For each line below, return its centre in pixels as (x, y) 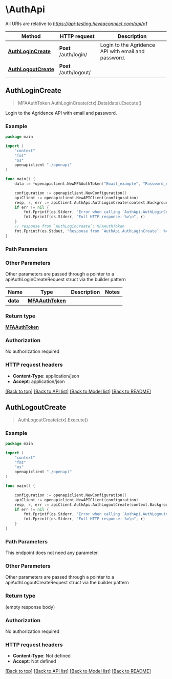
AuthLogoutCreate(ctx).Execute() (53, 420)
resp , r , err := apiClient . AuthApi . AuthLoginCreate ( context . (81, 203)
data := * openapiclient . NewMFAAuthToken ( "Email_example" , (78, 184)
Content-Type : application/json (46, 376)
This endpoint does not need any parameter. (52, 553)
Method (31, 36)
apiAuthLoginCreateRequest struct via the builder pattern (66, 279)
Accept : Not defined (34, 661)
